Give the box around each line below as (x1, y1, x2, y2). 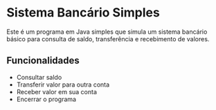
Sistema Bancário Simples (6, 5, 160, 21)
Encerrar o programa (16, 95, 77, 103)
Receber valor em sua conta (16, 87, 98, 96)
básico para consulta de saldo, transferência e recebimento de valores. (6, 34, 210, 43)
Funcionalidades (6, 55, 80, 67)
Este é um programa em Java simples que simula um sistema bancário (6, 27, 208, 36)
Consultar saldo (16, 73, 62, 81)
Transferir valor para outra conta (16, 80, 110, 89)
